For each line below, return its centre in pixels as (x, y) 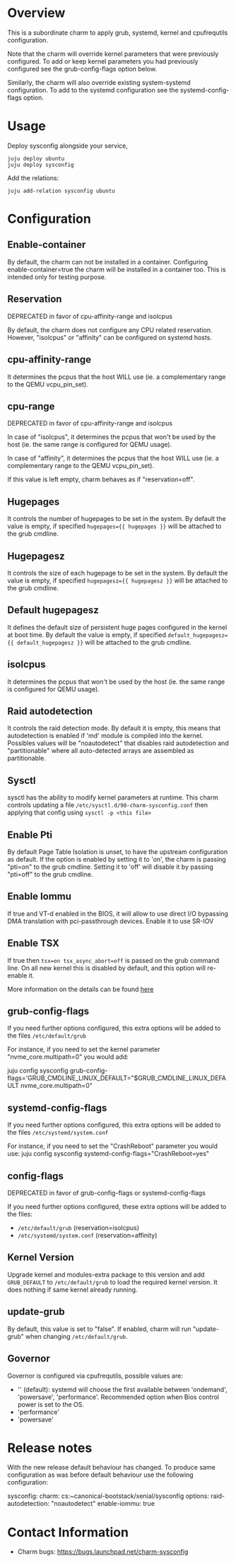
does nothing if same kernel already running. (72, 1289)
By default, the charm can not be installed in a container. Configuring (108, 262)
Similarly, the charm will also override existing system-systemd (99, 82)
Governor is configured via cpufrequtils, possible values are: (95, 1376)
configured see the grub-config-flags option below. (82, 69)
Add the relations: (33, 177)
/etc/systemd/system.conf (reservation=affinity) (87, 1236)
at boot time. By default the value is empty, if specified (87, 635)
